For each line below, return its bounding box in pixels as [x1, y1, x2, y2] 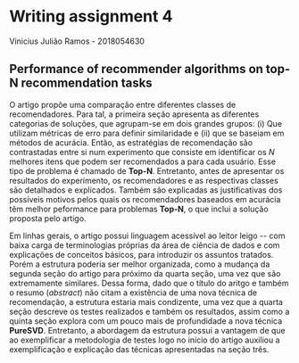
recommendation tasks [21, 76, 154, 91]
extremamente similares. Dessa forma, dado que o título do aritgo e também [9, 277, 289, 288]
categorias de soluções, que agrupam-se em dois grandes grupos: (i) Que [9, 118, 283, 128]
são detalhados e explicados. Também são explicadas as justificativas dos [9, 185, 283, 195]
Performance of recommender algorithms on [9, 62, 263, 77]
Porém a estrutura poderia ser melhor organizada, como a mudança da [9, 259, 270, 269]
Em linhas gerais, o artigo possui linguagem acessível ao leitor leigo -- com [9, 230, 286, 241]
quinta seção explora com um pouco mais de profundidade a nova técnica [9, 315, 283, 326]
